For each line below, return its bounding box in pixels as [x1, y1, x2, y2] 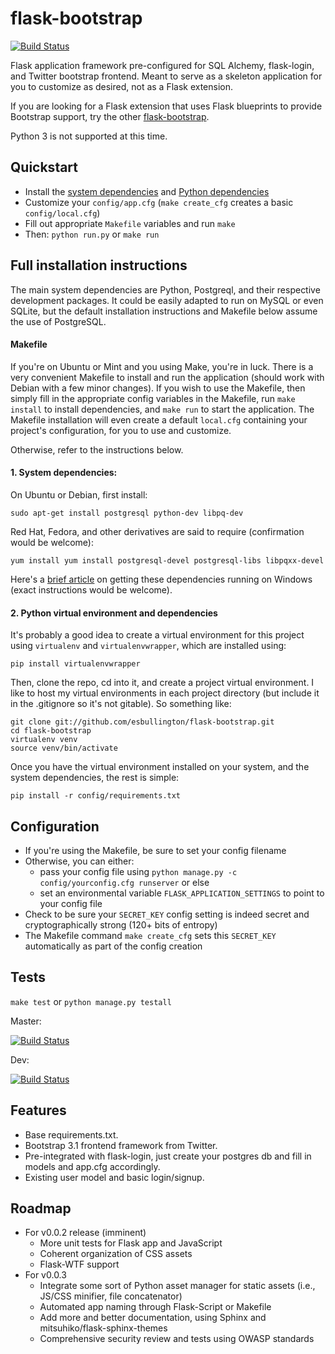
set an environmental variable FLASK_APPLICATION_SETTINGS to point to [39, 887, 325, 899]
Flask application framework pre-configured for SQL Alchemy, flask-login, [10, 59, 315, 71]
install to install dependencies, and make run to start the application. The [10, 403, 315, 415]
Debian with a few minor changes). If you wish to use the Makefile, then [10, 382, 306, 394]
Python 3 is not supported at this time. [10, 130, 168, 142]
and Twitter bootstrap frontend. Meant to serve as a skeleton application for [10, 70, 323, 82]
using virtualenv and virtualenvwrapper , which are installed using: [10, 640, 287, 652]
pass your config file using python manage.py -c [39, 865, 238, 877]
